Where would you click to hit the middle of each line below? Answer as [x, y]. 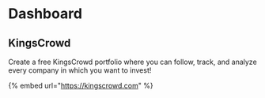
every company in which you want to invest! [80, 70]
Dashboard [45, 14]
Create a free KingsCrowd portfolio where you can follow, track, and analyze [132, 62]
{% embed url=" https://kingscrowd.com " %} [81, 85]
